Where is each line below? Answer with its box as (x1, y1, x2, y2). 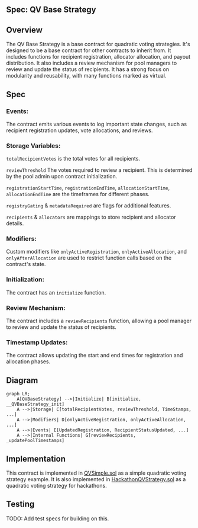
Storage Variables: (6, 142, 61, 150)
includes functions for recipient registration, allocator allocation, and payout (6, 53, 191, 60)
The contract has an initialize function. (6, 289, 106, 296)
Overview (6, 25, 43, 35)
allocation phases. (6, 358, 51, 365)
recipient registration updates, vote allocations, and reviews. (6, 127, 153, 134)
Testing (6, 499, 35, 509)
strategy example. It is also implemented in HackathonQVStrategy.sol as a (6, 476, 186, 482)
